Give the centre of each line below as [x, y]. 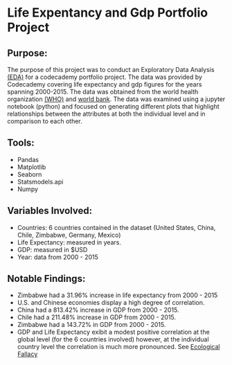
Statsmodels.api [40, 181]
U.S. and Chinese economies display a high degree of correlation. [111, 303]
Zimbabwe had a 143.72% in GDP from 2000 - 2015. [91, 325]
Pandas [28, 159]
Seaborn [29, 174]
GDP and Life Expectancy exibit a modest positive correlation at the [113, 332]
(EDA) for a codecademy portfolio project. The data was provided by [105, 77]
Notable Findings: [46, 279]
